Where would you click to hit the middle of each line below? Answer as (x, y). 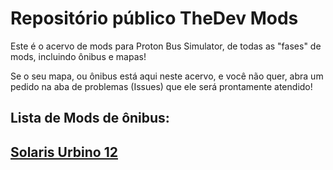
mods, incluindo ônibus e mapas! (78, 56)
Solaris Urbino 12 (64, 152)
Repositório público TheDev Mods (154, 18)
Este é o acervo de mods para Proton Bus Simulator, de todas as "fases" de (166, 46)
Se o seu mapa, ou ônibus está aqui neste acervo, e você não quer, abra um (167, 76)
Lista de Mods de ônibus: (90, 118)
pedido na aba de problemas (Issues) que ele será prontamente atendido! (161, 86)
